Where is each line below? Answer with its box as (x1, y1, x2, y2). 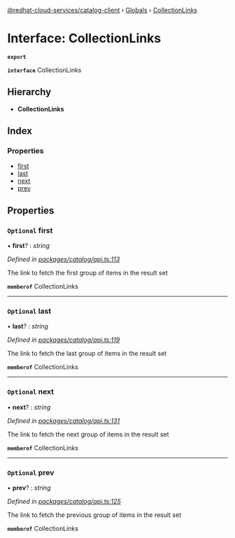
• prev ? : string (7, 483, 51, 492)
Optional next (7, 387, 55, 396)
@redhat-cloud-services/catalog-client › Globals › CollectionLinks (7, 6, 198, 14)
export (7, 53, 27, 60)
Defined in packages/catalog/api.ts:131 (7, 416, 120, 425)
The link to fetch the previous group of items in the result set (7, 511, 182, 519)
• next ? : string (7, 403, 51, 411)
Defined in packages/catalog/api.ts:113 (7, 255, 120, 263)
